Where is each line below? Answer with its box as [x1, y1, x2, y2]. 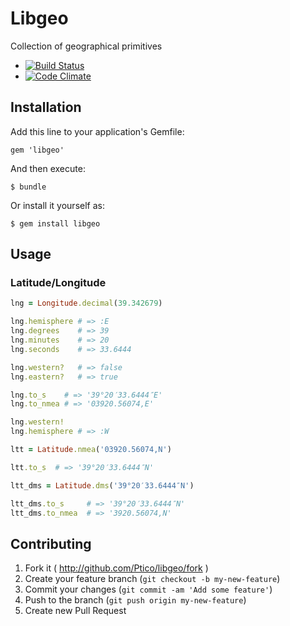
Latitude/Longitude [10, 276, 107, 290]
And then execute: [10, 162, 86, 174]
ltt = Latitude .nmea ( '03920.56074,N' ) [10, 445, 172, 455]
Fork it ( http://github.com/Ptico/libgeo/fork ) [24, 562, 209, 574]
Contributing [10, 535, 92, 552]
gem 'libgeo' [10, 145, 65, 155]
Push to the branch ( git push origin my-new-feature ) [24, 594, 247, 606]
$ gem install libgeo [10, 218, 101, 229]
